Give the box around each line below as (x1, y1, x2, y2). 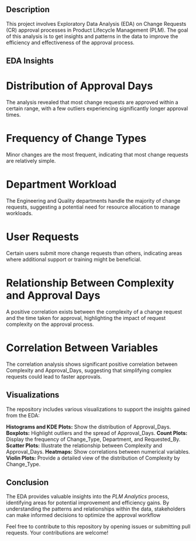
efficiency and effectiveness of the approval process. (6, 39, 135, 46)
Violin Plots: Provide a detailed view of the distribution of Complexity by (6, 454, 180, 461)
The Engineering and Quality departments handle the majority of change (6, 198, 181, 205)
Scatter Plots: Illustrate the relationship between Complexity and (6, 442, 163, 449)
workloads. (6, 210, 33, 217)
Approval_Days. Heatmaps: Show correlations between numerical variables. (6, 448, 190, 455)
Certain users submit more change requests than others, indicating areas (6, 249, 183, 257)
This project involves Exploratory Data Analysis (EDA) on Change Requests (6, 20, 187, 27)
